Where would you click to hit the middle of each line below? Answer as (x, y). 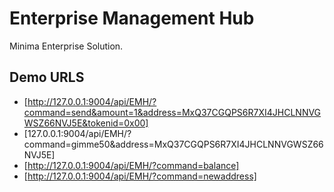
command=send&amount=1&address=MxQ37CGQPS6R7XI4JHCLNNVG (172, 112)
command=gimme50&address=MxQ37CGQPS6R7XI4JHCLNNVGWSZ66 (173, 144)
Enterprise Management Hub (132, 18)
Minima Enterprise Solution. (66, 46)
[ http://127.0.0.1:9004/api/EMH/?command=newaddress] (140, 176)
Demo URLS (47, 77)
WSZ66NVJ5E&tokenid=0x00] (86, 123)
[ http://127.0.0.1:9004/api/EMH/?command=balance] (131, 165)
